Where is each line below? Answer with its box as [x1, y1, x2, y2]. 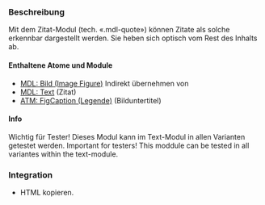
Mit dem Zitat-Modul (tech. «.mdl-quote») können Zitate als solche [8, 25, 230, 35]
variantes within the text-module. [8, 149, 119, 159]
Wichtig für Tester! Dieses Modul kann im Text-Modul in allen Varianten [8, 132, 246, 141]
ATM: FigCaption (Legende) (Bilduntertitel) [19, 95, 162, 105]
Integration [8, 169, 53, 180]
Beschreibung [8, 6, 65, 18]
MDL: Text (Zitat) [19, 87, 77, 97]
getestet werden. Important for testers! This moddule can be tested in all [8, 140, 250, 150]
